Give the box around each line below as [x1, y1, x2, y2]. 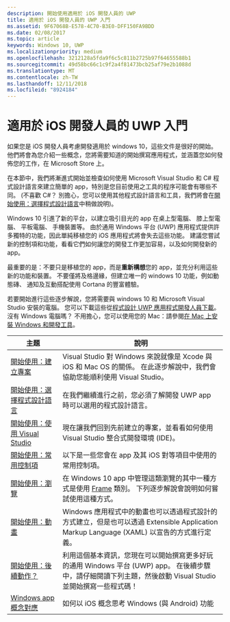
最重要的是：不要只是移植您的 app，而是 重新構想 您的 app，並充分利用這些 [7, 263, 218, 272]
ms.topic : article [7, 36, 60, 43]
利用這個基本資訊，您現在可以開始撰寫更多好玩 [62, 551, 214, 560]
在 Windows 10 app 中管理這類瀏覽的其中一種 [62, 474, 210, 483]
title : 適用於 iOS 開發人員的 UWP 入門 [7, 16, 111, 23]
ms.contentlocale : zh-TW [7, 73, 78, 81]
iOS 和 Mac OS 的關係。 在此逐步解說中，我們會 [62, 362, 217, 372]
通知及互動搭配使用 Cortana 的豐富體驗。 [26, 280, 143, 289]
